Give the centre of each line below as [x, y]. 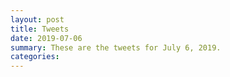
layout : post [37, 19]
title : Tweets [40, 29]
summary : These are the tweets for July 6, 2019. [116, 47]
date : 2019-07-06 [46, 38]
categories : [35, 57]
